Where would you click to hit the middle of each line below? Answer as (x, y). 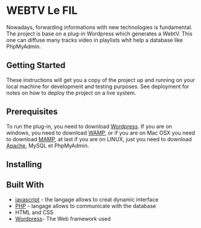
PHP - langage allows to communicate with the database (85, 206)
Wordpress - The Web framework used (63, 218)
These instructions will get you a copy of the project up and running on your (101, 80)
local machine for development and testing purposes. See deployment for (98, 86)
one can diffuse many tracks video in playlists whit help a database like (94, 40)
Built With (25, 185)
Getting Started (36, 65)
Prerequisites (32, 112)
